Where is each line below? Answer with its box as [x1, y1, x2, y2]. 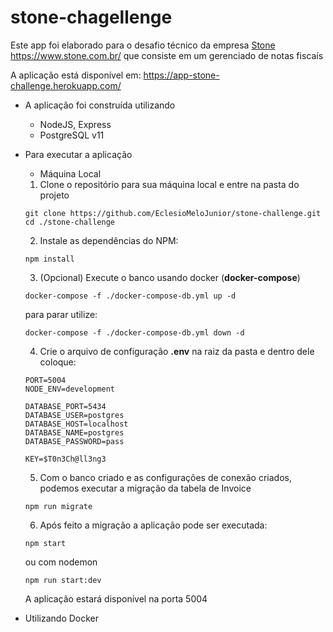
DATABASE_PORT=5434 [24, 401, 107, 411]
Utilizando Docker [24, 612, 100, 624]
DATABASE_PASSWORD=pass [24, 436, 125, 446]
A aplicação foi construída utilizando [24, 99, 176, 111]
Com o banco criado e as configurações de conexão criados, [39, 471, 292, 483]
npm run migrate [24, 501, 93, 511]
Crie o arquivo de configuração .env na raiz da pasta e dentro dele [39, 345, 315, 357]
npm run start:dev [24, 575, 102, 585]
